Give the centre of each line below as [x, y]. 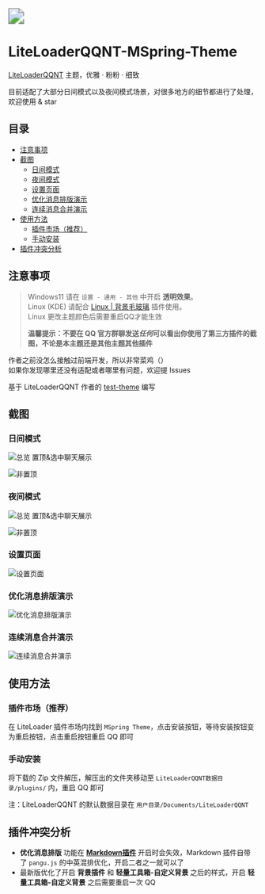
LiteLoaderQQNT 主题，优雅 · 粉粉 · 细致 [74, 74]
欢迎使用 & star [33, 101]
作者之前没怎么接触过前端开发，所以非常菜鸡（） [88, 360]
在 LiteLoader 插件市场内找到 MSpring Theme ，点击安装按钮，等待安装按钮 [128, 727]
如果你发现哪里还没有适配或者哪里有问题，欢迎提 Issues [100, 370]
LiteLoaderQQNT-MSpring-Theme [123, 52]
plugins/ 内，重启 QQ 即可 [61, 788]
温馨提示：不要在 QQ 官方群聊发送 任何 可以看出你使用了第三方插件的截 [142, 333]
